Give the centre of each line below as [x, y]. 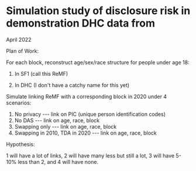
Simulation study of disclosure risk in [98, 11]
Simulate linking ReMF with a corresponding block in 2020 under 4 [87, 96]
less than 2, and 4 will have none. [58, 162]
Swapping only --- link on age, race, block [66, 126]
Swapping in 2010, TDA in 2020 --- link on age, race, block [85, 133]
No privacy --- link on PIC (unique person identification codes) [90, 114]
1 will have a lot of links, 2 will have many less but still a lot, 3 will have [90, 155]
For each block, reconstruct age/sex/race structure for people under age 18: [98, 62]
